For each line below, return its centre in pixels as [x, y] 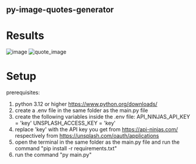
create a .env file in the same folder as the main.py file [81, 110]
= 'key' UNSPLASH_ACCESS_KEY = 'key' [65, 123]
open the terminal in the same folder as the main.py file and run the [97, 142]
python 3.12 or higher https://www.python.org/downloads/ [86, 104]
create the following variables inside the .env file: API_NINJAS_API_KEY [102, 117]
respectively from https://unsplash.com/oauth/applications [87, 136]
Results [25, 35]
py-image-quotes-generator [60, 10]
